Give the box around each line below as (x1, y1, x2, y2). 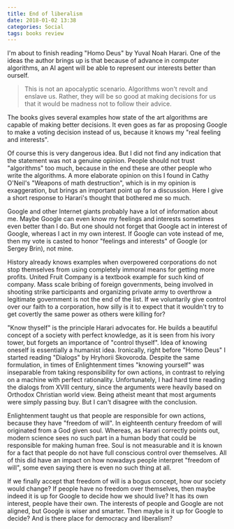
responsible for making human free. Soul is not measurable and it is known (7, 442, 222, 450)
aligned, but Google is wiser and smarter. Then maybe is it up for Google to (7, 507, 224, 515)
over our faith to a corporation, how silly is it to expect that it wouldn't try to (7, 302, 224, 311)
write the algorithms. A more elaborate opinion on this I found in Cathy (7, 171, 210, 180)
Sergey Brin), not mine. (7, 244, 74, 253)
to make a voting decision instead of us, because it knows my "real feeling (7, 128, 221, 136)
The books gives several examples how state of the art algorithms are (7, 113, 208, 122)
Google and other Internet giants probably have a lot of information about (7, 207, 218, 216)
